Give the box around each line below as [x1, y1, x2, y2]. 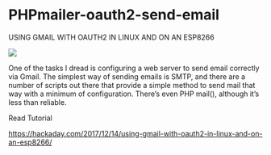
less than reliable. [8, 97, 67, 107]
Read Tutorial [8, 113, 52, 123]
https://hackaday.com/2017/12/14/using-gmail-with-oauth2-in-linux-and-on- [8, 128, 263, 138]
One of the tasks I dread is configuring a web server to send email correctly [8, 63, 260, 73]
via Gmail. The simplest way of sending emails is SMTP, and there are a [8, 71, 246, 82]
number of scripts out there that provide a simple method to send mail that [8, 80, 256, 90]
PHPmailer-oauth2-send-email [8, 6, 220, 24]
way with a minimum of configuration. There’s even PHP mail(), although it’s [8, 89, 260, 98]
